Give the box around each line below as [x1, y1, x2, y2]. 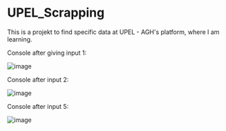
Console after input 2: [7, 75, 69, 84]
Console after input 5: [7, 102, 69, 110]
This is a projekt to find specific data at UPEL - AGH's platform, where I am [7, 28, 220, 36]
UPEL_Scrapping [7, 5, 105, 21]
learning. [7, 35, 32, 43]
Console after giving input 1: [7, 49, 87, 57]
